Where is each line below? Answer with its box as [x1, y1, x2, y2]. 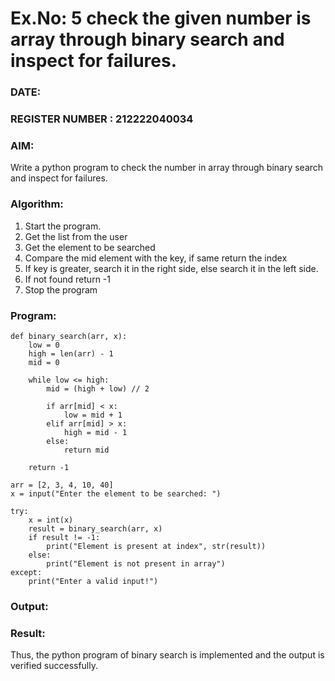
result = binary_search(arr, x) [28, 523, 163, 534]
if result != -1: [28, 532, 101, 542]
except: [10, 567, 43, 577]
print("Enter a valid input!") [28, 576, 159, 586]
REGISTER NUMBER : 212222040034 [10, 112, 194, 126]
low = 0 [28, 340, 60, 350]
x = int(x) [28, 515, 74, 525]
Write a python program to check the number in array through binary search [10, 162, 324, 174]
